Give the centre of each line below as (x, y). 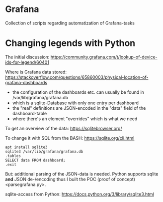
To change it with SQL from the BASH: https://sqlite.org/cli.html (70, 138)
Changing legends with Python (70, 43)
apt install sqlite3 (27, 147)
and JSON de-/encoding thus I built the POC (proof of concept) (70, 179)
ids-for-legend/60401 (27, 62)
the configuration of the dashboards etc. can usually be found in (78, 92)
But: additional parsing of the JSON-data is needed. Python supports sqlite (82, 174)
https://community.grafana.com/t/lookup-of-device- (104, 57)
